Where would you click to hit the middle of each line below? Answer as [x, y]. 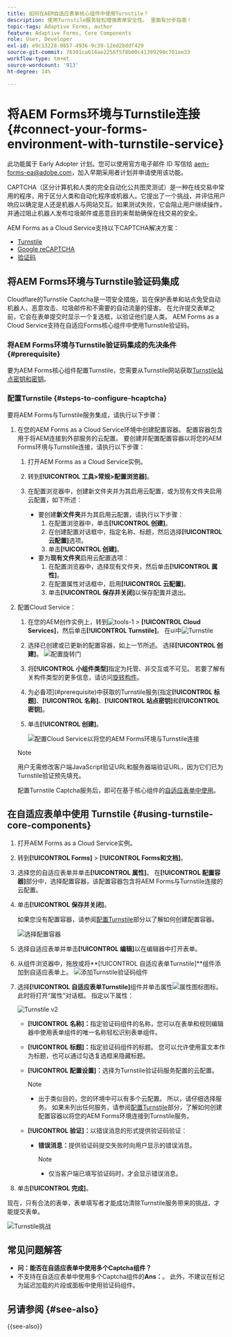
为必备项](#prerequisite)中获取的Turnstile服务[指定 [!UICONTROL [120, 692]
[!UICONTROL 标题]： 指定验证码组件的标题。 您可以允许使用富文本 [123, 1047]
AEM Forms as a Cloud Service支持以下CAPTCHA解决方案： [93, 228]
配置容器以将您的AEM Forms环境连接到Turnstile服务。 [115, 1115]
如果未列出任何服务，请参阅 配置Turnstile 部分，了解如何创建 [137, 1107]
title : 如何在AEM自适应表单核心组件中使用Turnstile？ [78, 14]
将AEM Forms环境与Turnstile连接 [104, 114]
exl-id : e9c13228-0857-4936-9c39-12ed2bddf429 [75, 46]
